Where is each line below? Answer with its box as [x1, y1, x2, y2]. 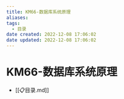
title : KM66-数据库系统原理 [6, 9, 71, 15]
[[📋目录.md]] [15, 86, 49, 94]
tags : [6, 20, 20, 26]
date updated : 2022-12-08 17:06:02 [6, 37, 97, 43]
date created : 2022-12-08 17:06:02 [6, 32, 97, 38]
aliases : [6, 15, 29, 21]
